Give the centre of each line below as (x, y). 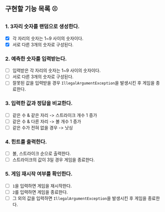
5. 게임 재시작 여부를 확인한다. (39, 174)
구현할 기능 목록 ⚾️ (32, 9)
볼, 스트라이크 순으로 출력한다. (41, 154)
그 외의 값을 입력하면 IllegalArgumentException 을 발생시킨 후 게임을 (79, 198)
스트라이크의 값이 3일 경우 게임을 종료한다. (53, 160)
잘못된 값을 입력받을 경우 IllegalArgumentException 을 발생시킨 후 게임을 (83, 83)
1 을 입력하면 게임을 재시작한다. (42, 186)
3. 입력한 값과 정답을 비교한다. (39, 104)
